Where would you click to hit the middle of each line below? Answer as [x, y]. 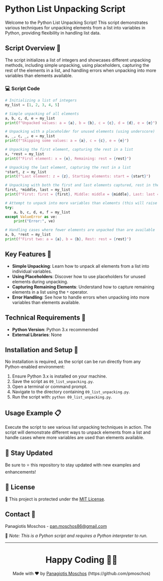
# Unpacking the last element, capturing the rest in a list [68, 167]
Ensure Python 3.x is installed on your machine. [59, 376]
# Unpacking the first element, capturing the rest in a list [69, 150]
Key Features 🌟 [28, 254]
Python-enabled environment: [35, 367]
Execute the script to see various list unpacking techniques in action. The [78, 427]
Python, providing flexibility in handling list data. [53, 33]
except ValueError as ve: [31, 217]
